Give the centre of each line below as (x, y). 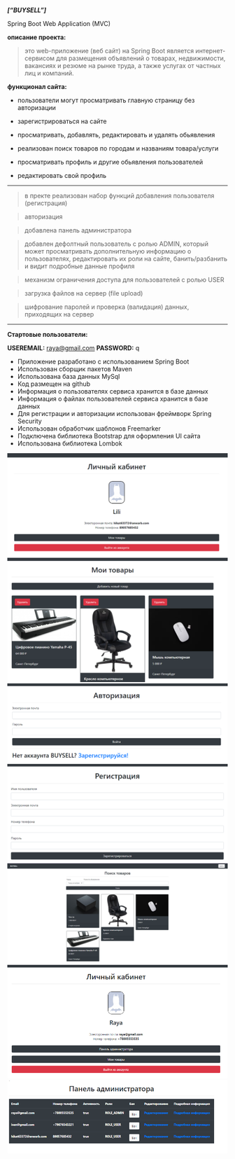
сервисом (39, 58)
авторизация (43, 217)
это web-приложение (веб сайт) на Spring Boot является (109, 51)
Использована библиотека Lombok (70, 443)
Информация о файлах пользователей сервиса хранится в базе (113, 399)
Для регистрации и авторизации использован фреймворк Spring (114, 414)
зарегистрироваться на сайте (62, 121)
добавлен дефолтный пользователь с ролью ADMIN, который (116, 244)
